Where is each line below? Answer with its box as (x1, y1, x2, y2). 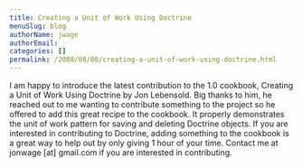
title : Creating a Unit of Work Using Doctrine (9, 13, 193, 23)
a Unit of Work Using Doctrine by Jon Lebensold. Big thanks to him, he (9, 89, 273, 100)
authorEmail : (9, 38, 59, 48)
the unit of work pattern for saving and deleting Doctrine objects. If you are (9, 118, 288, 129)
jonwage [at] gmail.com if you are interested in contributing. (9, 147, 232, 158)
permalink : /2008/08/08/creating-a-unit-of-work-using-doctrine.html (9, 55, 278, 64)
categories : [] (9, 47, 67, 56)
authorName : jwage (9, 30, 79, 39)
